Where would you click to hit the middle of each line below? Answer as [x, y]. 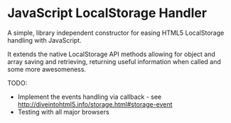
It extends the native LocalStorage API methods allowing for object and [111, 54]
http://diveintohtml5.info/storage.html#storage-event [95, 104]
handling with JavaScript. [44, 40]
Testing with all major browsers [63, 112]
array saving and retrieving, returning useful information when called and [114, 61]
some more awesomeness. [47, 69]
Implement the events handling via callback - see [90, 97]
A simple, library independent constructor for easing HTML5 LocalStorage [116, 33]
